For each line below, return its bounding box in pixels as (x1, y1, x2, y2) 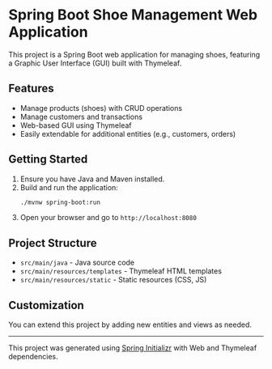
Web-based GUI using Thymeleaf (19, 120, 132, 130)
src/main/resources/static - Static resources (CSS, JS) (19, 275, 207, 285)
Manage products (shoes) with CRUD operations (19, 103, 183, 112)
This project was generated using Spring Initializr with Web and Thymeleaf (8, 343, 257, 353)
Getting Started (8, 152, 88, 167)
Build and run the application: (19, 182, 119, 192)
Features (8, 82, 54, 95)
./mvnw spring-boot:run (19, 198, 101, 206)
